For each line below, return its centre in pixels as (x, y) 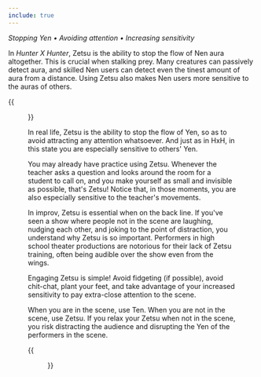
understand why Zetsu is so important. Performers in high (121, 237)
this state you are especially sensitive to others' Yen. (113, 148)
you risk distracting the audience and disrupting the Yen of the (129, 326)
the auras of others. (40, 86)
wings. (39, 262)
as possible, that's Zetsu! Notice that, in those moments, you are (132, 188)
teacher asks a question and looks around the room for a (119, 172)
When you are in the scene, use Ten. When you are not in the (127, 309)
